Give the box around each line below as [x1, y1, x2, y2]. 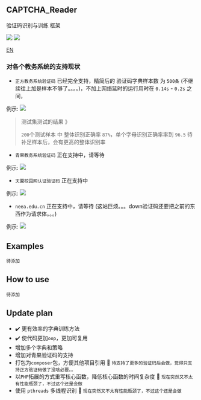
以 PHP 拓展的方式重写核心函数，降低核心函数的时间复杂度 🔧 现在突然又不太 [14, 373, 193, 380]
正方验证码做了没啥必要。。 [19, 367, 76, 373]
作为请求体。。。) [20, 210, 57, 218]
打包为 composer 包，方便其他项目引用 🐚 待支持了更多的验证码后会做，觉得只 [14, 359, 188, 366]
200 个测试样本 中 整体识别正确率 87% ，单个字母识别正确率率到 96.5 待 [20, 131, 193, 138]
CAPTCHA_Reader [6, 5, 77, 15]
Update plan [6, 308, 53, 318]
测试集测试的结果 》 [20, 118, 70, 126]
